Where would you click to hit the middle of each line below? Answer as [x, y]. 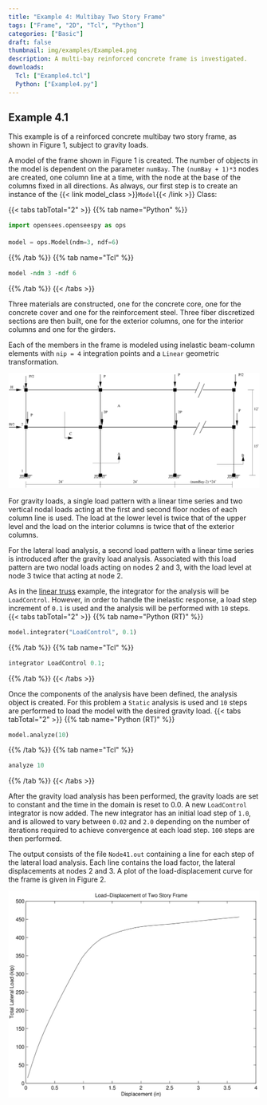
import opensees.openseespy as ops [67, 226]
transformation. [33, 361]
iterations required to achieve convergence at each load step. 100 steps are [132, 831]
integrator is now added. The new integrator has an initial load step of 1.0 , [130, 813]
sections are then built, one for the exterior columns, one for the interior [126, 321]
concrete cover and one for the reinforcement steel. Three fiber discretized [132, 312]
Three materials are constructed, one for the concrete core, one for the [125, 304]
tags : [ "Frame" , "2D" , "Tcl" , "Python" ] [77, 25]
